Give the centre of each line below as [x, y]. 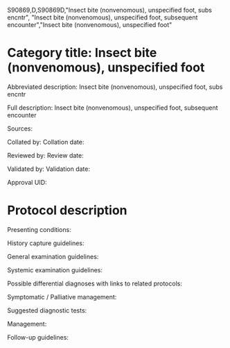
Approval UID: [27, 182]
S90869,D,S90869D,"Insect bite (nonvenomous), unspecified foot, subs [110, 10]
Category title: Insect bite [82, 53]
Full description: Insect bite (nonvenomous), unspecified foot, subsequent [113, 108]
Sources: [20, 129]
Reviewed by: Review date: [46, 155]
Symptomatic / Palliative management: [62, 297]
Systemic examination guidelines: [55, 270]
